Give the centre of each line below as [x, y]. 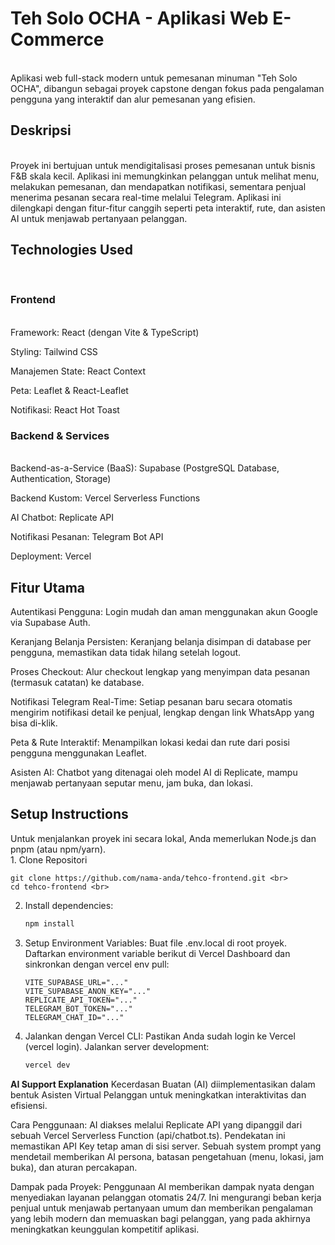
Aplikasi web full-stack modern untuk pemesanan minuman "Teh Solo [154, 78]
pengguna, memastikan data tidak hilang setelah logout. [126, 652]
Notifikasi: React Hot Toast [65, 409]
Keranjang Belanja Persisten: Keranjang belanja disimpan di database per [161, 641]
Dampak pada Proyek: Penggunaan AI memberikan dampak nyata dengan [162, 1186]
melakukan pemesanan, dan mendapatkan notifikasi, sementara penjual [158, 186]
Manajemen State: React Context [78, 371]
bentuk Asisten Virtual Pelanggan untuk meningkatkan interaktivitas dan [158, 1094]
